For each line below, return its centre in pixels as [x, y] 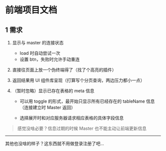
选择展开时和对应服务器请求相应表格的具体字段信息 [72, 118]
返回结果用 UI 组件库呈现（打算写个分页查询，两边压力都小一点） [78, 80]
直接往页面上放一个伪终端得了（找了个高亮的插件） [64, 70]
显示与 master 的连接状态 [38, 43]
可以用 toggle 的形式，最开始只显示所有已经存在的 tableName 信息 [87, 101]
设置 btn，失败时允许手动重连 [50, 59]
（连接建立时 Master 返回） [47, 107]
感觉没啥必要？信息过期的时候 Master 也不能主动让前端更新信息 [82, 128]
